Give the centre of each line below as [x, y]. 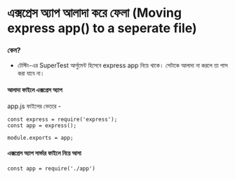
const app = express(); [42, 125]
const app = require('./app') [52, 168]
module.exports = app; [40, 138]
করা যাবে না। [31, 73]
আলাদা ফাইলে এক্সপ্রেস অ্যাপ [35, 90]
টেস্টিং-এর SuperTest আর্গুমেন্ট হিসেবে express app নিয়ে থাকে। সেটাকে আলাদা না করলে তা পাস [122, 65]
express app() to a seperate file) [102, 28]
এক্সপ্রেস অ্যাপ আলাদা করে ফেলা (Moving [95, 13]
